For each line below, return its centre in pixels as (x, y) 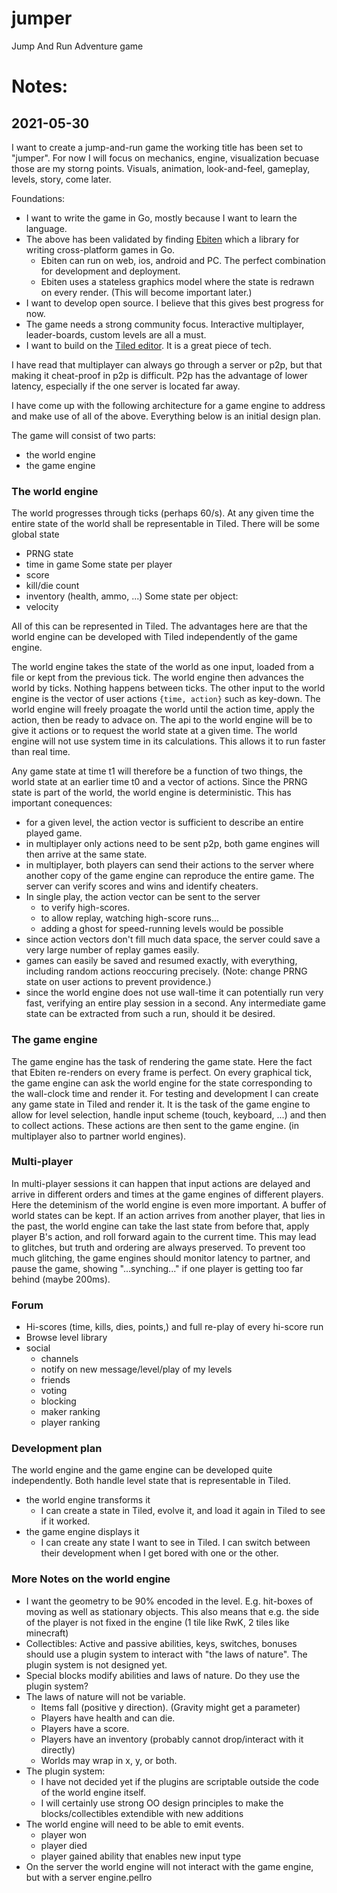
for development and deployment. (110, 271)
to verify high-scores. (85, 908)
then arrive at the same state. (86, 854)
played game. (54, 833)
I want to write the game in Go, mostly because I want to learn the (161, 218)
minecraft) (47, 1633)
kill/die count (52, 586)
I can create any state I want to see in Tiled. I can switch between (175, 1543)
